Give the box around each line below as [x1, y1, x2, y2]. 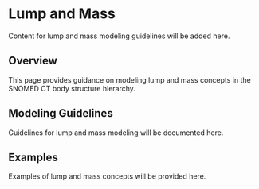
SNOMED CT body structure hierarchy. [8, 83, 135, 93]
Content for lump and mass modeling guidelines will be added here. [8, 31, 230, 40]
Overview [8, 54, 58, 67]
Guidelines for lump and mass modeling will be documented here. [8, 128, 224, 137]
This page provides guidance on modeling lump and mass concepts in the [8, 75, 251, 84]
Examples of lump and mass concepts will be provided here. [8, 172, 206, 181]
